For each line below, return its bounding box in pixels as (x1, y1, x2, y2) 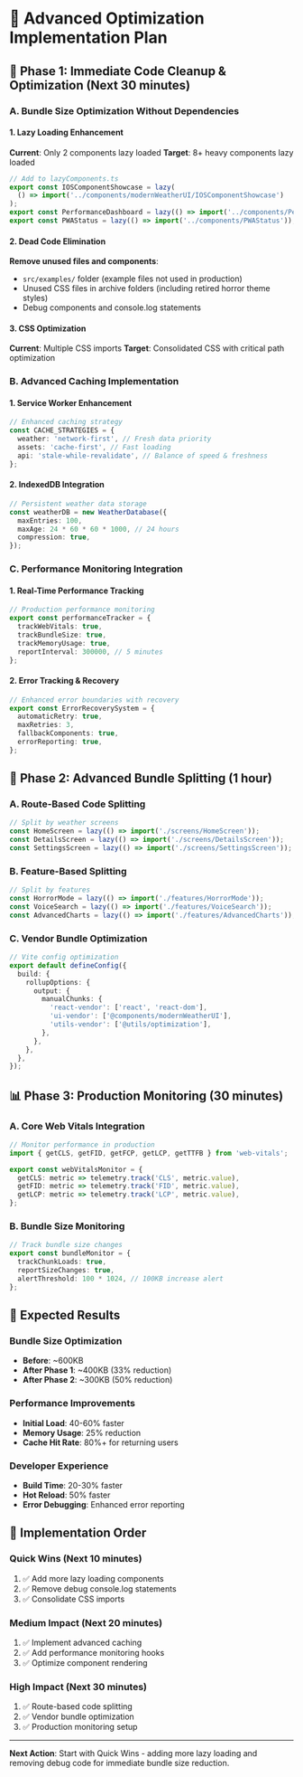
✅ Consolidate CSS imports (22, 1593, 125, 1604)
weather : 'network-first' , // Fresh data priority (17, 434, 212, 444)
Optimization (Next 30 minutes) (9, 77, 191, 93)
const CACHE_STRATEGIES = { (9, 426, 115, 435)
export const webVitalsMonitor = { (9, 1165, 143, 1174)
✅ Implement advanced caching (22, 1637, 142, 1648)
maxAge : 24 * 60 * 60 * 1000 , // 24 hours (17, 525, 179, 534)
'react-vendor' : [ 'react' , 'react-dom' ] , (49, 1003, 207, 1012)
